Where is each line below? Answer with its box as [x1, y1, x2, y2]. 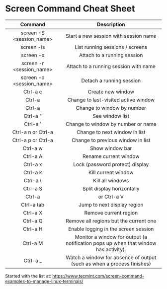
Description [96, 21, 125, 28]
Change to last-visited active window [67, 96, 155, 103]
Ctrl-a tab [21, 201, 45, 208]
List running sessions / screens [74, 43, 148, 50]
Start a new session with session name [65, 32, 157, 39]
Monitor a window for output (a [75, 233, 148, 240]
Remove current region [84, 209, 138, 216]
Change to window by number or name [65, 120, 157, 127]
